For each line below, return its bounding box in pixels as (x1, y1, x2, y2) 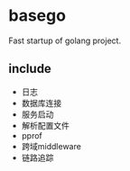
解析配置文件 (21, 120, 70, 130)
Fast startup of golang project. (8, 35, 122, 46)
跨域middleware (21, 140, 82, 151)
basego (8, 5, 67, 26)
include (8, 61, 51, 76)
